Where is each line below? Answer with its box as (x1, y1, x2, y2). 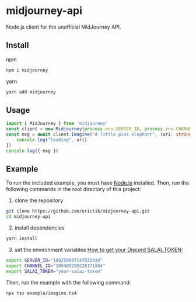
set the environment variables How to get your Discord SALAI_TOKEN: (14, 247, 183, 253)
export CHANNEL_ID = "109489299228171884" (6, 263, 106, 269)
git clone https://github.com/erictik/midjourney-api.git (6, 209, 150, 214)
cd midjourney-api (6, 214, 51, 220)
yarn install (6, 235, 38, 242)
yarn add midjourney (6, 89, 57, 95)
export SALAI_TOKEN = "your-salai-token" (6, 268, 103, 274)
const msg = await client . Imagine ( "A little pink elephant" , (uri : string (6, 131, 192, 138)
